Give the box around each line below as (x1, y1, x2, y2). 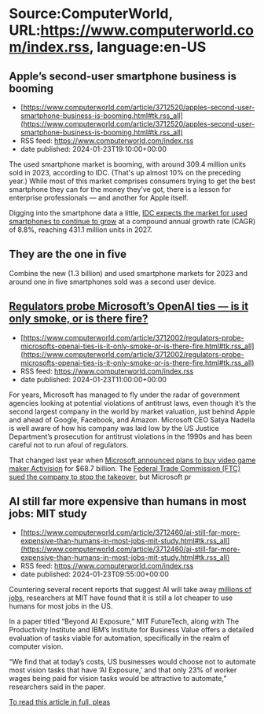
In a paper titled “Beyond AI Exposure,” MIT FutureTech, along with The (9, 616, 239, 626)
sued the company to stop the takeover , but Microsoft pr (9, 472, 192, 481)
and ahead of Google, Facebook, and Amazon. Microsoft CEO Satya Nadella (9, 414, 255, 425)
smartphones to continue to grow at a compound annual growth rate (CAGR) (9, 217, 256, 226)
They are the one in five (9, 248, 126, 261)
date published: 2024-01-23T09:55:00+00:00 (20, 569, 170, 579)
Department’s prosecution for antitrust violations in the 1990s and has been (9, 432, 252, 441)
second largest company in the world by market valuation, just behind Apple (9, 407, 255, 416)
